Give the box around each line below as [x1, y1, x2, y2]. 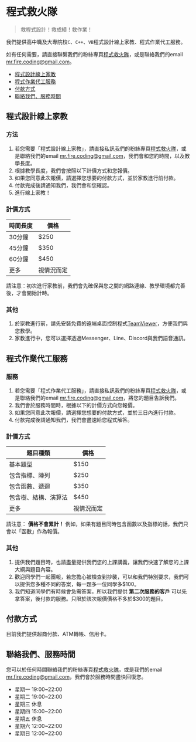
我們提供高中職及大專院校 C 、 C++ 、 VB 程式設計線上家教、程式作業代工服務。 [6, 38, 186, 45]
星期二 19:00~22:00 [14, 693, 63, 700]
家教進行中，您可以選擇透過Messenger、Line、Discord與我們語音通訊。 [14, 335, 189, 342]
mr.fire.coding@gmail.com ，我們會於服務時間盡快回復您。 [6, 673, 147, 680]
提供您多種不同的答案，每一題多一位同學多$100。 [19, 580, 140, 587]
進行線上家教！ [14, 189, 51, 196]
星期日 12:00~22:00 [14, 730, 63, 737]
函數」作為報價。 [21, 528, 63, 535]
